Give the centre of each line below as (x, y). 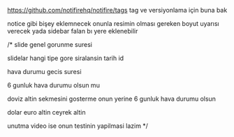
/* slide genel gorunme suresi (50, 44)
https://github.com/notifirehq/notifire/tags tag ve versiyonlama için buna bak (117, 10)
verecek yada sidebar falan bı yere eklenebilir (73, 31)
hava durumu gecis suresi (44, 72)
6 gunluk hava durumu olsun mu (53, 85)
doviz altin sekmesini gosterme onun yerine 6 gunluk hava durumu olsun (112, 99)
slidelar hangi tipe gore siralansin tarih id (66, 58)
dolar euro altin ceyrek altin (46, 112)
